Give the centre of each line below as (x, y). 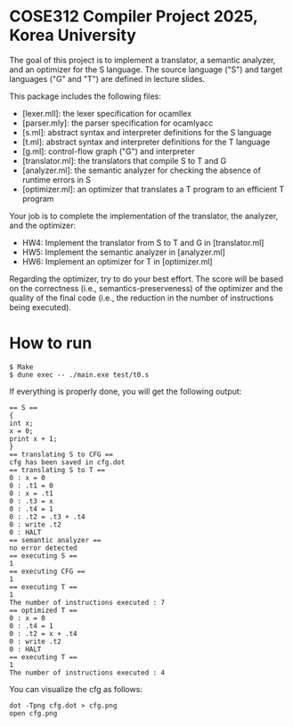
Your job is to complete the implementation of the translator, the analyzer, (144, 216)
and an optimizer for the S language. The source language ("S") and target (146, 69)
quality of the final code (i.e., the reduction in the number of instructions (142, 298)
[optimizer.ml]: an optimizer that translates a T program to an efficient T (153, 189)
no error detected (43, 548)
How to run (51, 343)
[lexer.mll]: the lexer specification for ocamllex (107, 113)
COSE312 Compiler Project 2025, (134, 16)
